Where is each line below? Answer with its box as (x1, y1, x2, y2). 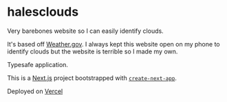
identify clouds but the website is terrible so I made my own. (7, 47, 178, 55)
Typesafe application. (7, 60, 69, 68)
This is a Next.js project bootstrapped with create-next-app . (7, 73, 177, 82)
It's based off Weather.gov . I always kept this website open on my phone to (7, 40, 220, 48)
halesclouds (7, 4, 79, 20)
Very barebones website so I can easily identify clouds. (7, 27, 164, 35)
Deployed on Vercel (7, 87, 63, 95)
